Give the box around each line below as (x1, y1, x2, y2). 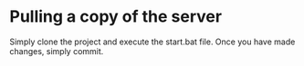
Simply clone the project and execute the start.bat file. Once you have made (9, 36, 296, 47)
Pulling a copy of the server (9, 6, 222, 27)
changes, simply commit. (9, 45, 104, 56)
